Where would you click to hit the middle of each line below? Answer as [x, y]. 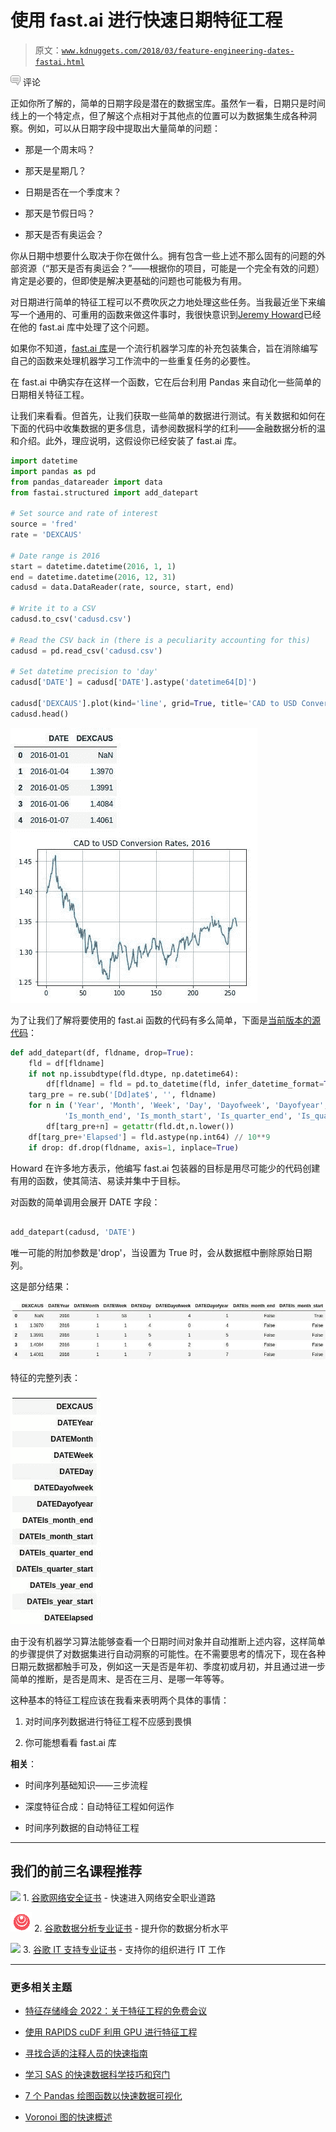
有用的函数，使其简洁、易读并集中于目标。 [98, 1180]
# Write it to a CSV [53, 609]
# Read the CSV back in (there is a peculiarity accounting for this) [160, 640]
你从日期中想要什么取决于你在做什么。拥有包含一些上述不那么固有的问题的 [163, 255]
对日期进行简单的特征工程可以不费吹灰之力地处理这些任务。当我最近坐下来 [163, 302]
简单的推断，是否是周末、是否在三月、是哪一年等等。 [120, 1678]
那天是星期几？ [55, 170]
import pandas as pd [53, 471]
